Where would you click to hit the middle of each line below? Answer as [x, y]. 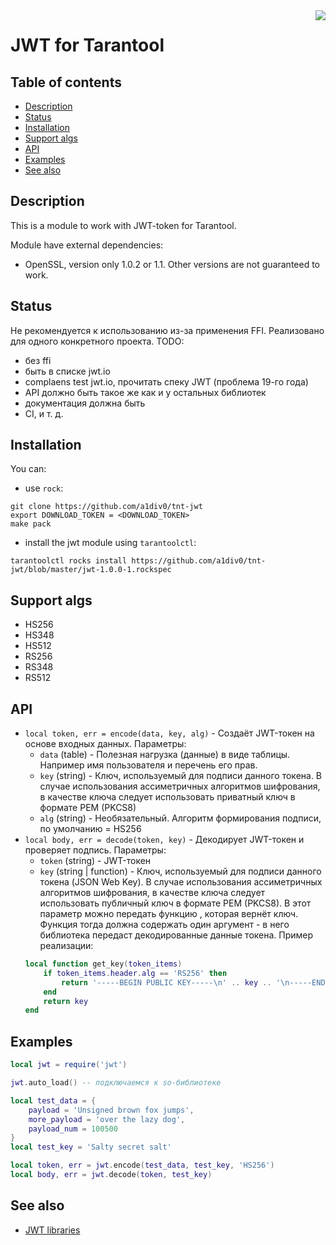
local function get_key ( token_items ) [103, 964]
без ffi [38, 360]
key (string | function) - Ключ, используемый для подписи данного [180, 871]
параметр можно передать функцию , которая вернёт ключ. [169, 914]
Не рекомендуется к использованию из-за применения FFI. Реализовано [167, 330]
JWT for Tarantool [87, 45]
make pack [31, 524]
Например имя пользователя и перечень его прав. [148, 765]
